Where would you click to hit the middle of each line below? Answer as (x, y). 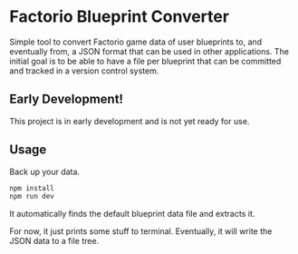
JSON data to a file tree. (54, 241)
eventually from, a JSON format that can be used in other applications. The (149, 51)
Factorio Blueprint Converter (119, 17)
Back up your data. (44, 171)
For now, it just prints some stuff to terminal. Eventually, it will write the (141, 231)
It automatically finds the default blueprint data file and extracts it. (132, 214)
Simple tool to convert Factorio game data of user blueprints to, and (136, 42)
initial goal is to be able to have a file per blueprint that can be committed (145, 61)
